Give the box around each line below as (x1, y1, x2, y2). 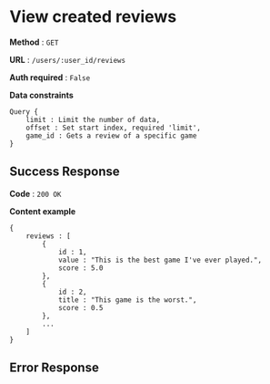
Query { (9, 107, 39, 116)
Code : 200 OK (9, 188, 62, 199)
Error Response (9, 360, 100, 376)
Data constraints (9, 89, 75, 100)
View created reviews (9, 6, 177, 27)
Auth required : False (9, 71, 91, 83)
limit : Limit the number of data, (25, 115, 161, 124)
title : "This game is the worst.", (57, 295, 197, 305)
